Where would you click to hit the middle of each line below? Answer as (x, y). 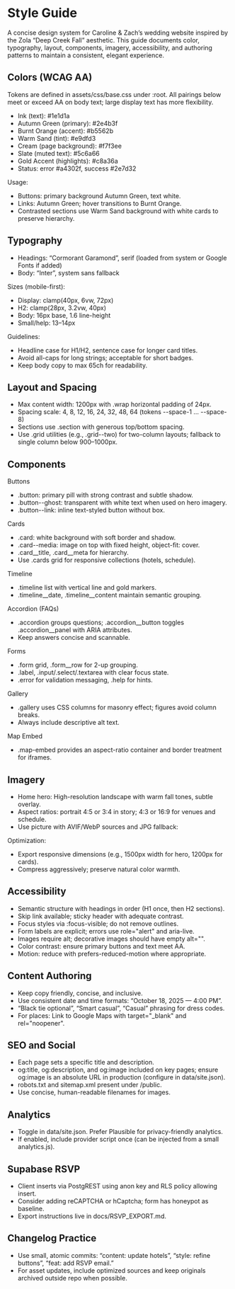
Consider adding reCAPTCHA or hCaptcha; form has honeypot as (113, 1201)
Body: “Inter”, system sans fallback (69, 273)
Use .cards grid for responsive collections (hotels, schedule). (107, 560)
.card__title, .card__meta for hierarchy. (73, 553)
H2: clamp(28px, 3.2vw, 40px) (62, 308)
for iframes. (34, 757)
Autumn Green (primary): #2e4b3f (68, 123)
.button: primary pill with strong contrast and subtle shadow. (105, 495)
